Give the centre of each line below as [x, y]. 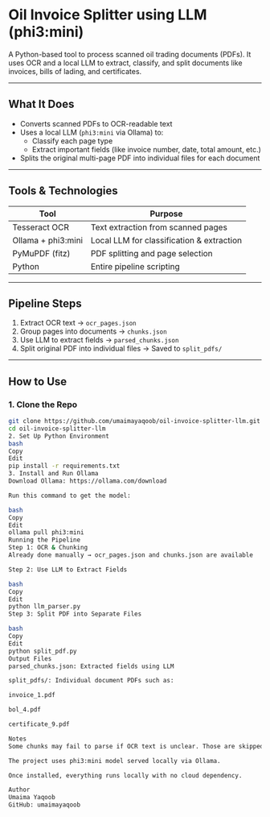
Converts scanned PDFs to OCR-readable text [96, 123]
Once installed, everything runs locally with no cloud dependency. [125, 775]
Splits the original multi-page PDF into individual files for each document [140, 158]
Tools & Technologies [63, 191]
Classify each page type [72, 141]
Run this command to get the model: [70, 496]
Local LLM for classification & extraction [166, 240]
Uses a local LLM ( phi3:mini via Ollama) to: [92, 132]
